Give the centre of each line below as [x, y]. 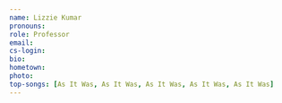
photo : [21, 76]
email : [21, 43]
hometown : [28, 68]
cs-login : [28, 51]
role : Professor [39, 34]
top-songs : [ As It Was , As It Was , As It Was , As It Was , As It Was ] [142, 84]
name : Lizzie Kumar [46, 17]
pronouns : [28, 26]
